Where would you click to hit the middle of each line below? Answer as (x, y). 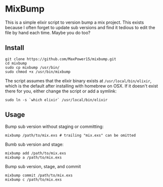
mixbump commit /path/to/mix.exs (39, 175)
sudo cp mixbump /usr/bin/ (32, 67)
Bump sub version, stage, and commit (43, 166)
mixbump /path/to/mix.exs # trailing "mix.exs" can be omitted (71, 135)
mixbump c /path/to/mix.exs (34, 179)
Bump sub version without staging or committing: (54, 126)
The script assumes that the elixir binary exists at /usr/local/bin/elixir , (78, 80)
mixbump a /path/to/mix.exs (34, 157)
